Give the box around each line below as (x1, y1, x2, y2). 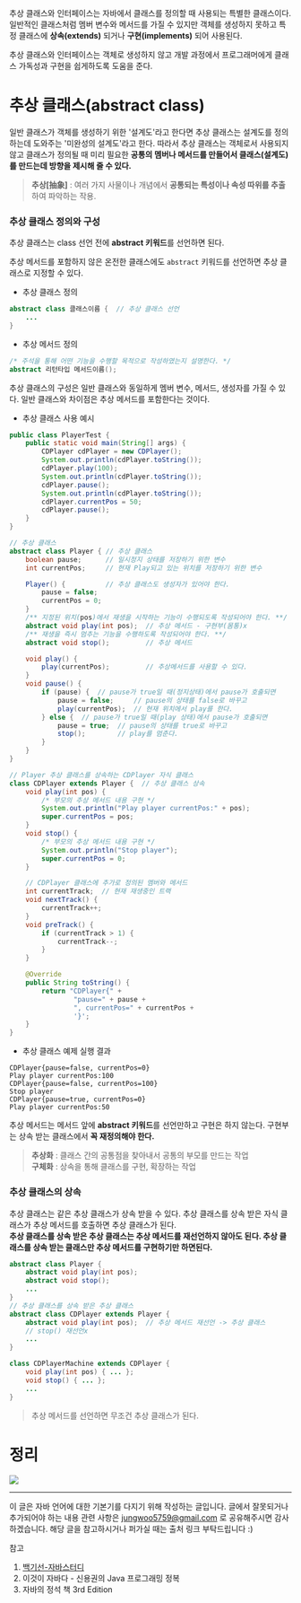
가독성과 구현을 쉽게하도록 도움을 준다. (18, 61, 153, 71)
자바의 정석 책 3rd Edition (21, 1584, 114, 1595)
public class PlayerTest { (9, 430, 110, 440)
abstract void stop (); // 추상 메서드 (25, 638, 193, 647)
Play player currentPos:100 (9, 1072, 115, 1081)
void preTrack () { (25, 920, 94, 929)
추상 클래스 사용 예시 (21, 412, 95, 424)
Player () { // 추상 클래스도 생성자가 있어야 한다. (25, 580, 230, 589)
